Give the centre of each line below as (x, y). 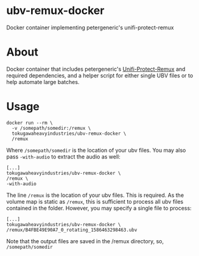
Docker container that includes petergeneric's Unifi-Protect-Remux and (96, 69)
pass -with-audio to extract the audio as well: (63, 157)
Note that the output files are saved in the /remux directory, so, (85, 241)
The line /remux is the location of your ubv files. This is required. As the (95, 195)
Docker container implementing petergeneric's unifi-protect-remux (90, 27)
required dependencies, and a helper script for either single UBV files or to (100, 75)
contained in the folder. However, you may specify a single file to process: (99, 208)
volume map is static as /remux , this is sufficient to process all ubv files (95, 201)
